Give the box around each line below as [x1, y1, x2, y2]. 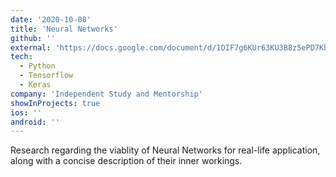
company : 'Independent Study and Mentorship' [10, 89, 203, 99]
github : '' [10, 33, 56, 43]
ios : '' [10, 107, 43, 118]
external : [10, 42, 52, 53]
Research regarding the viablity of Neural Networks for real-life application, [10, 144, 321, 156]
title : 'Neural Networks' [10, 24, 118, 34]
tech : [10, 52, 33, 62]
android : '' [10, 117, 60, 127]
